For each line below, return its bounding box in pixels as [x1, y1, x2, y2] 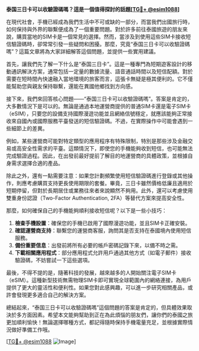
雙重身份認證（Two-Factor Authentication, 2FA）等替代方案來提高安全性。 [6, 195, 188, 201]
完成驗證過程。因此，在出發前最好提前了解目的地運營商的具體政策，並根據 [6, 152, 188, 159]
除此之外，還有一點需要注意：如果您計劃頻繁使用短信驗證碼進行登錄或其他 [6, 172, 188, 179]
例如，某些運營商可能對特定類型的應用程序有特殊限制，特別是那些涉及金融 [6, 137, 188, 144]
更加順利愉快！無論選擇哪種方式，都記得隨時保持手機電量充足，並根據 [6, 319, 178, 326]
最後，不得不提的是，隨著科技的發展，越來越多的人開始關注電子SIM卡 [6, 269, 176, 276]
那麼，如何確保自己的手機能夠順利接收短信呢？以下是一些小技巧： [6, 207, 167, 214]
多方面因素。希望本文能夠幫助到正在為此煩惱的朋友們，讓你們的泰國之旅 [16, 311, 193, 318]
